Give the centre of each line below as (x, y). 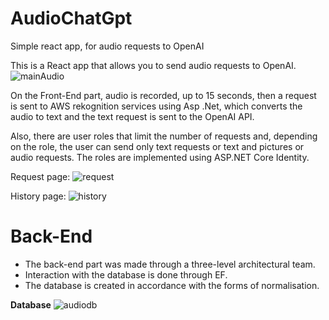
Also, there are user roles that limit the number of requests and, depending (164, 136)
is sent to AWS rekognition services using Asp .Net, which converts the (156, 106)
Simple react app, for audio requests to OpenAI (107, 46)
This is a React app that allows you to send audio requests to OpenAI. (153, 65)
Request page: (40, 176)
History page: (38, 196)
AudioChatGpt (71, 18)
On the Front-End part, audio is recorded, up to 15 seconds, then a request (163, 95)
